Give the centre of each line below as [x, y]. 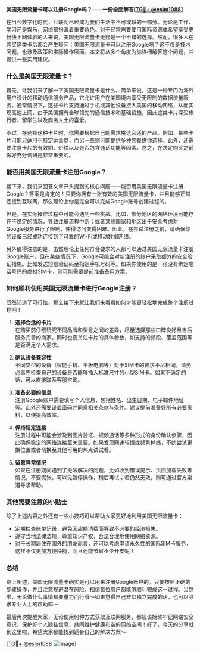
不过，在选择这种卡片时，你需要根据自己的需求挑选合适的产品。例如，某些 [97, 133]
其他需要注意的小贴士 [37, 502]
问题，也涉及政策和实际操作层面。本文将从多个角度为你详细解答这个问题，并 [100, 52]
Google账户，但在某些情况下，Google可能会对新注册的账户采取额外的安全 [97, 256]
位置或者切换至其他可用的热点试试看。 [67, 450]
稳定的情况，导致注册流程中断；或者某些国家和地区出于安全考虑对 [97, 221]
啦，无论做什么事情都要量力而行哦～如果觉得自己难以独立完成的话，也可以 [97, 597]
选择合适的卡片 [33, 322]
